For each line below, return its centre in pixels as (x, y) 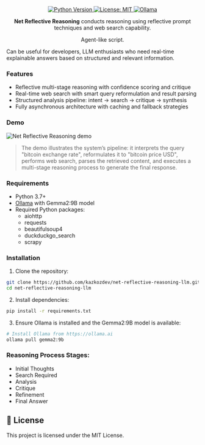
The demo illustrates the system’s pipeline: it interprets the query (103, 148)
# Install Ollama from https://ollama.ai (60, 334)
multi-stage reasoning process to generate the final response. (99, 167)
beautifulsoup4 (43, 229)
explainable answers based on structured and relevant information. (91, 58)
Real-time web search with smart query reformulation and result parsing (106, 94)
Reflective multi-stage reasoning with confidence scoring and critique (103, 87)
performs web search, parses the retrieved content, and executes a (106, 161)
